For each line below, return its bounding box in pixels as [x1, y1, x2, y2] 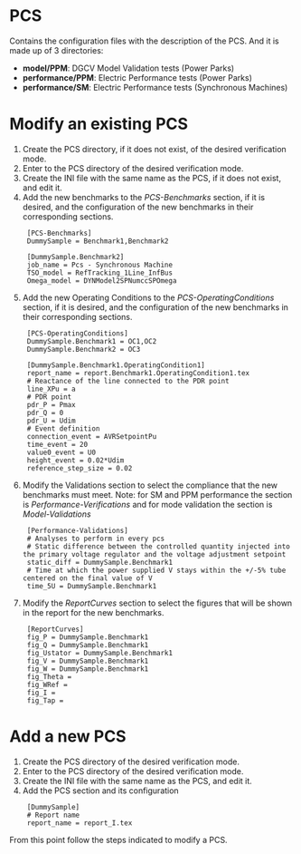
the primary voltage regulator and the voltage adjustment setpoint [22, 549, 287, 558]
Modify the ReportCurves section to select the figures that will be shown [22, 597, 293, 608]
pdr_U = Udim [26, 416, 76, 425]
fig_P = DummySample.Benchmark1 [26, 632, 149, 642]
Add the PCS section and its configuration [22, 785, 179, 796]
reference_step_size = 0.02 [26, 463, 133, 472]
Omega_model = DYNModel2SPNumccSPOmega [26, 276, 177, 286]
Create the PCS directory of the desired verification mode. [22, 756, 240, 767]
